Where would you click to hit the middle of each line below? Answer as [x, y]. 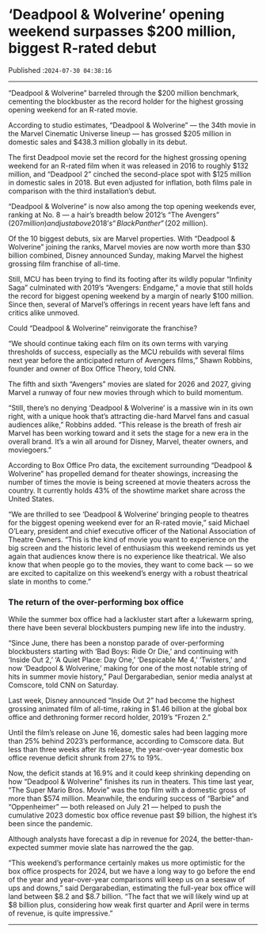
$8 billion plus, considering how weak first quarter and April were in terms [129, 905]
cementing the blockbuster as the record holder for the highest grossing [126, 101]
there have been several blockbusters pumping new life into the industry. [127, 628]
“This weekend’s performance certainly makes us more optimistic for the [127, 863]
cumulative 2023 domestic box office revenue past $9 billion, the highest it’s [133, 815]
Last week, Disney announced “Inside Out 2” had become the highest [122, 701]
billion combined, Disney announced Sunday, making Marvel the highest [126, 255]
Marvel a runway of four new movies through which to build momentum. [126, 392]
